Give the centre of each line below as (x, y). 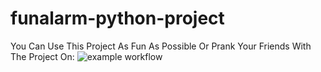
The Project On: (42, 56)
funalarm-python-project (117, 18)
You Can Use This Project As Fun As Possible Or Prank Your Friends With (161, 46)
